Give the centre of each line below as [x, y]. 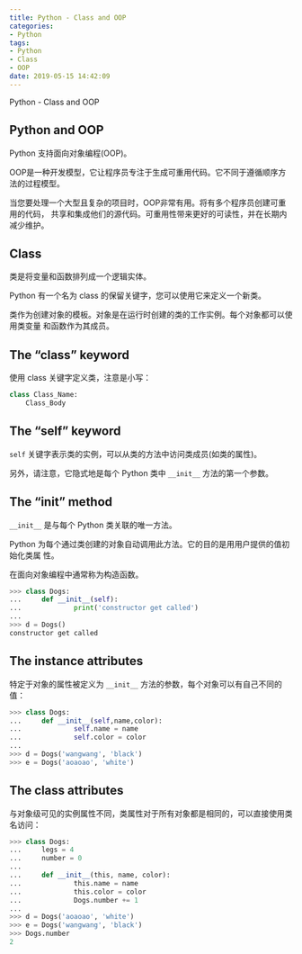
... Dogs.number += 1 [74, 900]
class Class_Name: [44, 395]
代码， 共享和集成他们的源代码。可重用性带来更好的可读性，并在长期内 [156, 213]
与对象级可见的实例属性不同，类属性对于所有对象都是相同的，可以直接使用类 [151, 813]
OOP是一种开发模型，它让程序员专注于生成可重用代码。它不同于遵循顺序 [144, 172]
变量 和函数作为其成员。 [69, 326]
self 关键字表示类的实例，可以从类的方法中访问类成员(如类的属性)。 [136, 454]
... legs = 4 [42, 850]
